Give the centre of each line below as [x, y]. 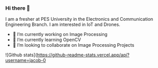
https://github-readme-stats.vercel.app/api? [83, 55]
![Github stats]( [21, 55]
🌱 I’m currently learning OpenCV [47, 40]
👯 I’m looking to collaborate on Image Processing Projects [73, 45]
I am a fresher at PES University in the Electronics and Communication [79, 19]
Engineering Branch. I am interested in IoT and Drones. [63, 24]
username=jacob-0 [26, 60]
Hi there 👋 [18, 8]
